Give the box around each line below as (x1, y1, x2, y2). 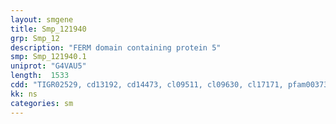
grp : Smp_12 (10, 33, 60, 43)
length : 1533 (10, 71, 70, 81)
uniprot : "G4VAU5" (10, 61, 87, 71)
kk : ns (10, 89, 38, 99)
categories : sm (10, 98, 74, 108)
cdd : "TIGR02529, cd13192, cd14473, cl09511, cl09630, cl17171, (10, 80, 284, 90)
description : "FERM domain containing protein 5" (10, 42, 222, 53)
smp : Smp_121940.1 (10, 52, 87, 62)
